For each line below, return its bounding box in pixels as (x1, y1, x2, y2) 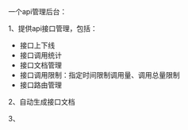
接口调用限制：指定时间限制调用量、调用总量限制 (19, 71, 180, 79)
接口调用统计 (19, 51, 62, 59)
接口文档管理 (19, 60, 62, 70)
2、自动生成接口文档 (8, 97, 75, 106)
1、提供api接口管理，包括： (8, 24, 98, 33)
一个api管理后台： (8, 7, 67, 16)
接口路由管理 (19, 80, 62, 90)
